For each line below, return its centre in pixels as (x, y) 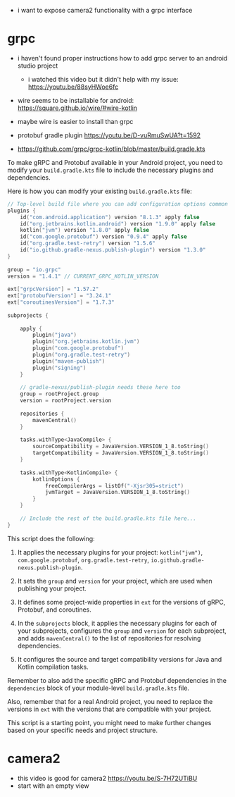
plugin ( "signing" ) (59, 368)
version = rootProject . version (66, 401)
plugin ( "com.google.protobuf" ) (78, 348)
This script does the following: (51, 538)
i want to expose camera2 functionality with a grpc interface (105, 10)
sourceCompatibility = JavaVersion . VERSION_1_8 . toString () (121, 447)
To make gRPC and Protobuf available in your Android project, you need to (115, 162)
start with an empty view (53, 786)
